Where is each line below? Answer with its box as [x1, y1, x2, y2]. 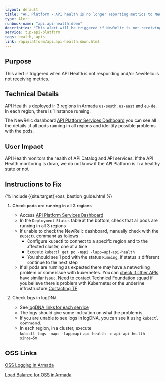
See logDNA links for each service [19, 304, 89, 310]
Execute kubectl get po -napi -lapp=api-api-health [27, 249, 135, 255]
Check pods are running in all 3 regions [12, 203, 92, 208]
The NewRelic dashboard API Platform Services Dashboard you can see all [5, 118, 156, 123]
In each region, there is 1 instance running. [5, 108, 91, 114]
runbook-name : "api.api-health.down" [5, 21, 82, 26]
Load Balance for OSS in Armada [5, 372, 72, 378]
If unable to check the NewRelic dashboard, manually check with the [19, 228, 159, 234]
